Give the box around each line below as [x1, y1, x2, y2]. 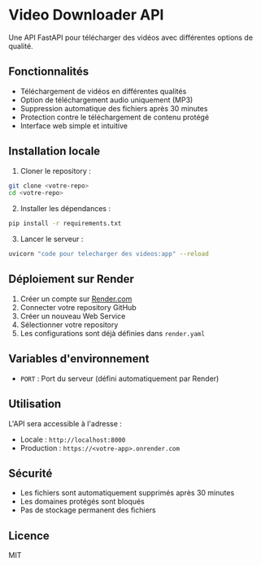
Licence [8, 529, 50, 542]
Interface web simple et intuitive [20, 120, 128, 131]
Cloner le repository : [20, 166, 92, 175]
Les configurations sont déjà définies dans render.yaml [20, 328, 206, 338]
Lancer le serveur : [20, 234, 84, 244]
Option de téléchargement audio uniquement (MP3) [20, 95, 194, 105]
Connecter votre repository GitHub [20, 302, 137, 312]
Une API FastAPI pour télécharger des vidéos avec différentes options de [8, 32, 254, 42]
